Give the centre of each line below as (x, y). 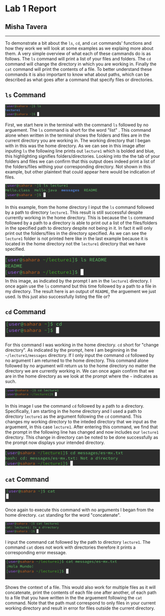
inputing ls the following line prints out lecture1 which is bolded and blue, (80, 151)
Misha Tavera (26, 27)
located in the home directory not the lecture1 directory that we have (75, 244)
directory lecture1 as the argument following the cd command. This (73, 416)
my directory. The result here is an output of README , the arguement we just (81, 291)
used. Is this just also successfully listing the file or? (58, 296)
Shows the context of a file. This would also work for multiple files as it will (81, 587)
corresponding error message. (36, 552)
